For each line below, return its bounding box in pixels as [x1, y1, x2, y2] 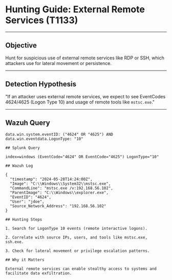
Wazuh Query [5, 118, 50, 127]
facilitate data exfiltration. [5, 271, 72, 276]
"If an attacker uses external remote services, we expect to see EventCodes [5, 93, 166, 99]
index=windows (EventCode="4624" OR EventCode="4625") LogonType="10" [5, 155, 159, 160]
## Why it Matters [5, 257, 45, 263]
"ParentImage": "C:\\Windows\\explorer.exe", [10, 190, 109, 196]
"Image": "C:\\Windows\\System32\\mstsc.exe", [10, 181, 111, 186]
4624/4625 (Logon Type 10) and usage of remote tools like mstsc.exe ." [5, 99, 155, 105]
